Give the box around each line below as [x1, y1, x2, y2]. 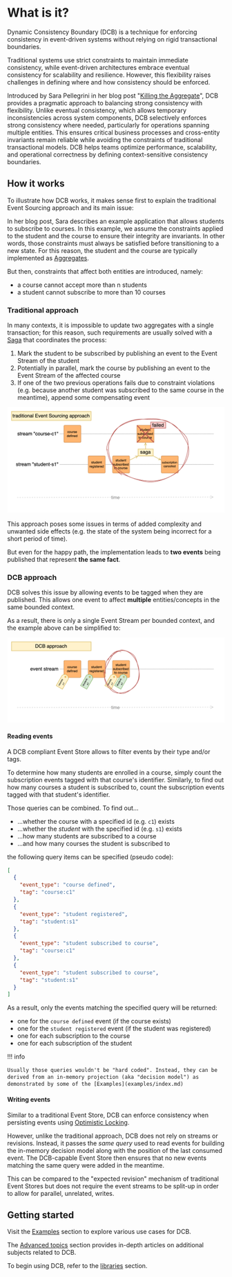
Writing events [7, 1095, 50, 1103]
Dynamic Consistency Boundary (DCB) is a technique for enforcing [7, 28, 197, 36]
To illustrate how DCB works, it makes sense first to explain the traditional [7, 196, 216, 204]
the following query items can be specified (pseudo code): [7, 852, 174, 861]
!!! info [7, 1053, 26, 1061]
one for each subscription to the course [17, 1032, 130, 1040]
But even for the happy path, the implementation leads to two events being [7, 547, 221, 556]
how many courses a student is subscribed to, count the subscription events [7, 783, 225, 791]
